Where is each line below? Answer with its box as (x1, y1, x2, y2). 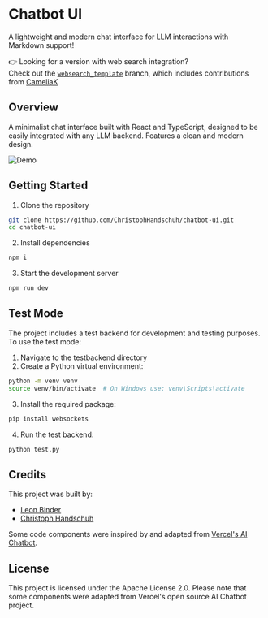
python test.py (8, 445, 60, 453)
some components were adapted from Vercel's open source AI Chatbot (8, 592, 248, 601)
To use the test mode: (8, 336, 81, 346)
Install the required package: (19, 399, 116, 408)
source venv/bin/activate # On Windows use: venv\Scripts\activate (8, 384, 245, 392)
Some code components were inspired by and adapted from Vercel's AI (8, 529, 248, 539)
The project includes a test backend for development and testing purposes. (8, 328, 261, 338)
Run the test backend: (19, 430, 94, 439)
